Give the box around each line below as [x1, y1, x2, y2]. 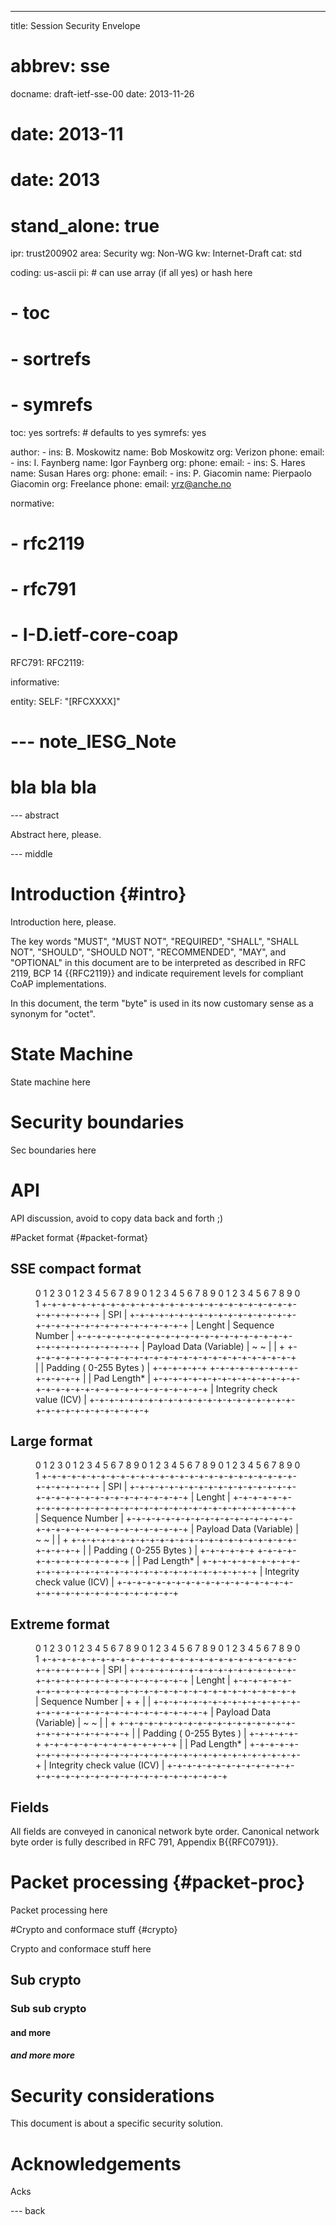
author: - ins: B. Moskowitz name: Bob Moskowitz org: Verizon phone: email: [10, 446, 325, 458]
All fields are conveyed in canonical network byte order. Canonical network [10, 1826, 320, 1837]
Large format [10, 1432, 93, 1450]
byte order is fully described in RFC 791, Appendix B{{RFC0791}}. [10, 1836, 279, 1848]
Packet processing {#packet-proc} [10, 1871, 306, 1894]
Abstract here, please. [10, 829, 102, 840]
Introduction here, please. [10, 916, 117, 928]
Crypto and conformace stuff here [10, 1942, 152, 1955]
